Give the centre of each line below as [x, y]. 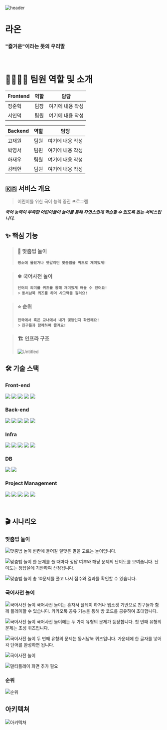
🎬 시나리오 [21, 521]
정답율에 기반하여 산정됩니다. [46, 568]
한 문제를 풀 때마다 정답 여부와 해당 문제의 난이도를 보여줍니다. [93, 562]
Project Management [31, 483]
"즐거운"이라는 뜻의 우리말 [35, 47]
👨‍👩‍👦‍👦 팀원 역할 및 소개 [49, 79]
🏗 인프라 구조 [33, 339]
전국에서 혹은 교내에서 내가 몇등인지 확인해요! [58, 320]
